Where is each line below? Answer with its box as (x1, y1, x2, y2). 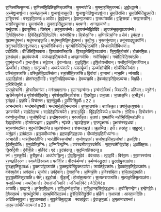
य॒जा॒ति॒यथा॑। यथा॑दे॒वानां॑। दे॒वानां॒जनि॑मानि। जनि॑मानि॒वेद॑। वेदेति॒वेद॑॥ (5, 180, 106, 186)
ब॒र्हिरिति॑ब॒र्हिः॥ (5, 81, 26, 87)
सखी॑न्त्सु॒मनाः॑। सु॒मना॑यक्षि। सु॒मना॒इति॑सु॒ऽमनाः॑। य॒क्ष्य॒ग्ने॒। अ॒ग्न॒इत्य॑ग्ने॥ (5, 21, 110, 27)
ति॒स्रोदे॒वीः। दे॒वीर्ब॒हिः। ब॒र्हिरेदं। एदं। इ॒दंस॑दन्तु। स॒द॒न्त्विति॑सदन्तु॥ (5, 147, 102, 153)
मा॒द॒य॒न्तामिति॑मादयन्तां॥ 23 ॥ (5, 202, 50, 208)
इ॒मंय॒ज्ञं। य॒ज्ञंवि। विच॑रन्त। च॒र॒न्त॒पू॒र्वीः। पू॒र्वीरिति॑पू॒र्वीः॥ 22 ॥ (5, 98, 96, 103)
